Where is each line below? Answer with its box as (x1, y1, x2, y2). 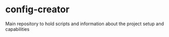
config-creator (5, 4, 70, 15)
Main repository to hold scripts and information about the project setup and (5, 21, 164, 27)
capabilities (5, 26, 30, 32)
